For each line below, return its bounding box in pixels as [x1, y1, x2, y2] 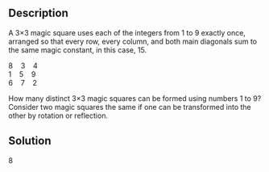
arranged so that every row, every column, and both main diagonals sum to [8, 36, 258, 46]
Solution [8, 134, 52, 148]
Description [8, 6, 68, 20]
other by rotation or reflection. [8, 111, 109, 120]
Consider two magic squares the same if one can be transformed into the [8, 102, 251, 111]
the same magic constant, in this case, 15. [8, 44, 147, 55]
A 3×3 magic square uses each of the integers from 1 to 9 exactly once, [8, 27, 246, 37]
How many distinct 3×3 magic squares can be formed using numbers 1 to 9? [8, 93, 262, 103]
